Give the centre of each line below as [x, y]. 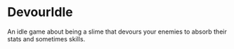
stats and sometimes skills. [46, 38]
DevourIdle [40, 12]
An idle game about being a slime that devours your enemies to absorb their [117, 31]
